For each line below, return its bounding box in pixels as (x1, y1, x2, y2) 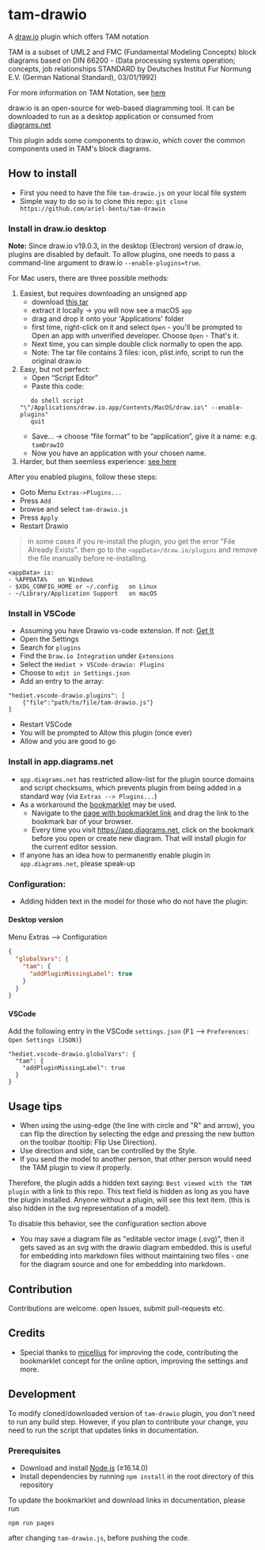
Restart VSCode (19, 719, 73, 729)
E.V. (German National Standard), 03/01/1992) (8, 72, 157, 82)
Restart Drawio (19, 521, 69, 531)
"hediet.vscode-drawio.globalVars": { (8, 1050, 136, 1058)
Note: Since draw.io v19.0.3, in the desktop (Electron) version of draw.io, (8, 241, 244, 251)
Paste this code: (31, 382, 85, 391)
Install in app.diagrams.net (8, 756, 114, 767)
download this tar (31, 297, 89, 307)
